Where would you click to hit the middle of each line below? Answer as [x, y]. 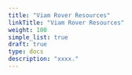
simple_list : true [38, 37]
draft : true [27, 45]
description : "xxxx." [44, 59]
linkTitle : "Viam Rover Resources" [66, 23]
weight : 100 [27, 30]
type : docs [26, 52]
